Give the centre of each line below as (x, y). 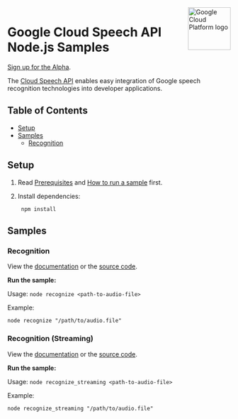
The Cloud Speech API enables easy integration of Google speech (104, 80)
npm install (39, 209)
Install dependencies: (49, 196)
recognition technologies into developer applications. (85, 88)
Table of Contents (48, 110)
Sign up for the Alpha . (39, 67)
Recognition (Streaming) (51, 339)
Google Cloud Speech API (84, 32)
